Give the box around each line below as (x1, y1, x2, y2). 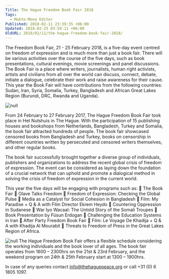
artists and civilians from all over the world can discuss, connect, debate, (5, 72, 157, 77)
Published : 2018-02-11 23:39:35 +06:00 (5, 21, 89, 27)
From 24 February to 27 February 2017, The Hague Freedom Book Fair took (5, 112, 161, 118)
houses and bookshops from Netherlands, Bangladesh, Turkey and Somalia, (5, 123, 163, 129)
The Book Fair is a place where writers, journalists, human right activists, (5, 66, 156, 72)
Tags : (5, 12, 17, 17)
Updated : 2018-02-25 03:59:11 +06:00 (5, 26, 85, 31)
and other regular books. (5, 145, 57, 150)
